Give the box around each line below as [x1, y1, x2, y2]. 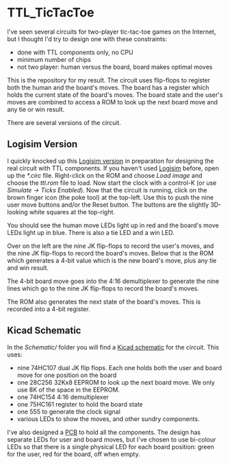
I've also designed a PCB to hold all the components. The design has [7, 428, 201, 436]
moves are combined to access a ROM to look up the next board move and [7, 98, 218, 106]
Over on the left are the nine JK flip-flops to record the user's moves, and [7, 242, 214, 250]
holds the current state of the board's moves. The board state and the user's [7, 91, 223, 99]
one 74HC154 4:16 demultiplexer [16, 393, 110, 401]
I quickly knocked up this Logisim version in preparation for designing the [7, 157, 214, 165]
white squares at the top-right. [29, 207, 115, 216]
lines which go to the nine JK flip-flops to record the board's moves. [7, 284, 200, 293]
